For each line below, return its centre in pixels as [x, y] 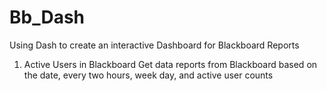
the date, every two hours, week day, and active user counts [148, 75]
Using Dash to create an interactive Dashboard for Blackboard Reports [154, 45]
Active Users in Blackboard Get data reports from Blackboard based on [170, 64]
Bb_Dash [47, 17]
